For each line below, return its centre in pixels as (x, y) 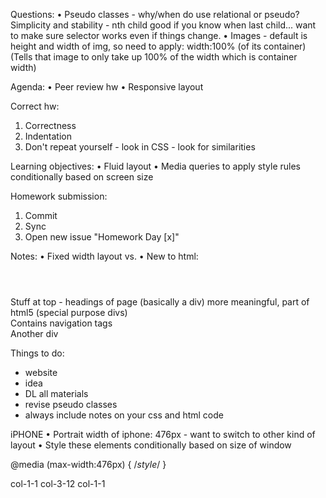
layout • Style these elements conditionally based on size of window (151, 445)
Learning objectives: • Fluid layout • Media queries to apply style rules (155, 166)
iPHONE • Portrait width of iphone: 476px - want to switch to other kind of (163, 434)
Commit (41, 215)
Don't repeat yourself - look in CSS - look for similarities (140, 147)
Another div (34, 333)
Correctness (50, 125)
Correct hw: (35, 106)
